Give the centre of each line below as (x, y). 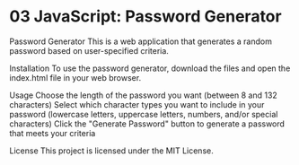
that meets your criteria (53, 133)
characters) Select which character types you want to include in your (137, 104)
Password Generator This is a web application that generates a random (141, 41)
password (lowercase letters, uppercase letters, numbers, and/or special (144, 114)
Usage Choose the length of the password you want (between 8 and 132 (144, 95)
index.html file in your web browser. (75, 77)
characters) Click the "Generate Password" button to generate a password (147, 124)
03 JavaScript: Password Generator (145, 17)
